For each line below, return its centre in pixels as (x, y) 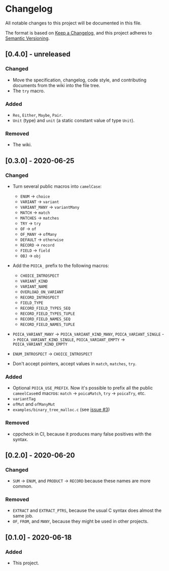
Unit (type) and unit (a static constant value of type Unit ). (74, 120)
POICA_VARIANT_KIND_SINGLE (45, 340)
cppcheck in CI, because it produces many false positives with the (82, 434)
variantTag (24, 399)
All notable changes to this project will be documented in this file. (74, 23)
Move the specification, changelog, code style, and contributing (79, 80)
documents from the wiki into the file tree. (56, 85)
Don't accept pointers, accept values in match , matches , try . (75, 363)
